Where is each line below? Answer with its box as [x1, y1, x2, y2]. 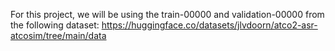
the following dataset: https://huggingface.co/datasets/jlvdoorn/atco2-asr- [10, 19, 318, 31]
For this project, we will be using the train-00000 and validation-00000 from [10, 9, 325, 20]
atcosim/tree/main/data [10, 30, 107, 41]
